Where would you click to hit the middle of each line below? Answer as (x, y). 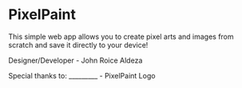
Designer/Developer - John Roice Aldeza (75, 60)
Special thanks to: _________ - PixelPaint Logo (82, 75)
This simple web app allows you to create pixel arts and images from (121, 36)
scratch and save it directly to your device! (78, 44)
